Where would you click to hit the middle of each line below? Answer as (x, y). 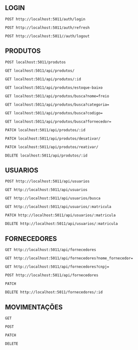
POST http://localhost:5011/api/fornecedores (52, 275)
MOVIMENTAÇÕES (34, 307)
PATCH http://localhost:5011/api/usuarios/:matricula (61, 215)
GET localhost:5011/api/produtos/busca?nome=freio (57, 96)
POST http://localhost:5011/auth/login (45, 19)
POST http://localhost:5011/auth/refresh (47, 28)
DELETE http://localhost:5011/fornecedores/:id (54, 292)
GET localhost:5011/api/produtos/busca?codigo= (54, 113)
